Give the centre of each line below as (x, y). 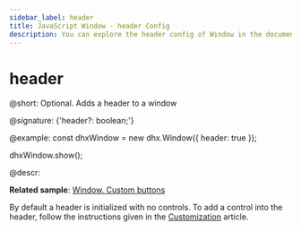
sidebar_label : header (52, 17)
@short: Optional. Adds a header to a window (93, 103)
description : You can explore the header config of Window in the (136, 34)
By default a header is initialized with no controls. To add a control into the (146, 208)
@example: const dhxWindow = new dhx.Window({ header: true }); (133, 138)
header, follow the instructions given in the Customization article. (129, 217)
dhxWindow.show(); (46, 155)
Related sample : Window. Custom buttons (87, 190)
